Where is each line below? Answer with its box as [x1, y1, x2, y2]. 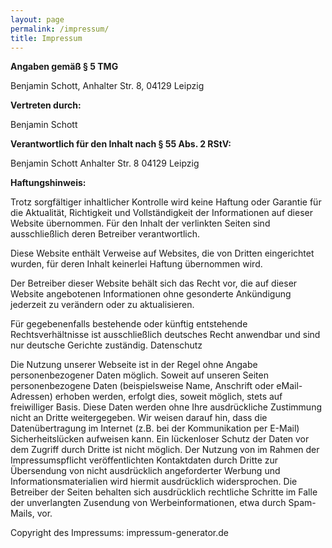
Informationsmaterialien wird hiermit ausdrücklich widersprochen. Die [10, 476, 298, 488]
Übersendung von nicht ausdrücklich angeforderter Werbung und [10, 465, 281, 477]
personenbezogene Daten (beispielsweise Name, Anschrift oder [10, 380, 275, 392]
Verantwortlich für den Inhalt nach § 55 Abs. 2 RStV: [10, 138, 232, 150]
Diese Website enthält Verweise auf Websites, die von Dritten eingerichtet [10, 247, 315, 260]
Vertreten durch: [10, 99, 82, 111]
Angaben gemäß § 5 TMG [10, 61, 119, 73]
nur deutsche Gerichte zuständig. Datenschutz [10, 339, 203, 351]
